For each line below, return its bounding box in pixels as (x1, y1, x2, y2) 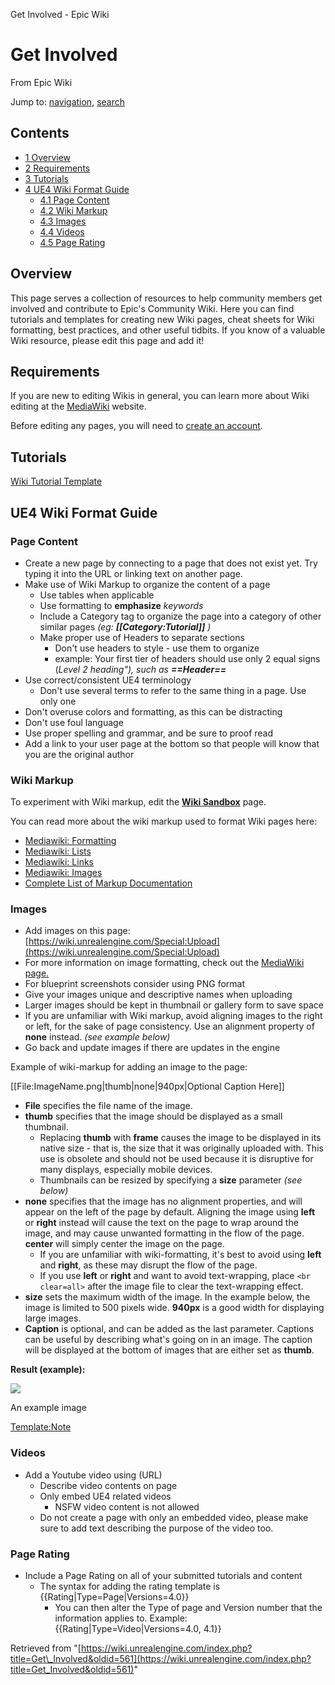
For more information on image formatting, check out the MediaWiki (24, 957, 305, 969)
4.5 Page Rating (39, 236, 106, 248)
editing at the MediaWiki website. (10, 400, 147, 413)
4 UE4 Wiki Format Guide (24, 183, 130, 195)
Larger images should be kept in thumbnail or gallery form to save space (24, 999, 324, 1011)
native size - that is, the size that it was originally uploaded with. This (39, 1142, 324, 1154)
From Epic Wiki (10, 76, 73, 88)
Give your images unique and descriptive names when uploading (24, 989, 293, 1001)
